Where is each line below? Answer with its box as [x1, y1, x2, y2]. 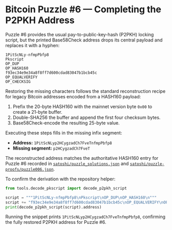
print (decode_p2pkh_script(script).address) [5, 204, 102, 210]
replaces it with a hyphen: [5, 42, 60, 48]
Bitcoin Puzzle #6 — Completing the [5, 4, 161, 15]
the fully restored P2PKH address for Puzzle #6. [5, 219, 106, 225]
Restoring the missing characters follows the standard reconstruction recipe [5, 88, 166, 94]
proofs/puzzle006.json [5, 166, 54, 172]
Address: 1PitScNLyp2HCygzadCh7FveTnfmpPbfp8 [12, 139, 112, 145]
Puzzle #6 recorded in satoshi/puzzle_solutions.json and [5, 160, 129, 166]
